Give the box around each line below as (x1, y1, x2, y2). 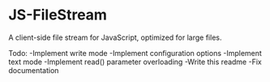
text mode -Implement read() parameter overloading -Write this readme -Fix (8, 57, 262, 67)
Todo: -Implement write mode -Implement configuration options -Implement (8, 48, 262, 58)
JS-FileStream (8, 6, 108, 24)
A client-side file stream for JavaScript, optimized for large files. (8, 32, 222, 42)
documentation (8, 65, 59, 75)
